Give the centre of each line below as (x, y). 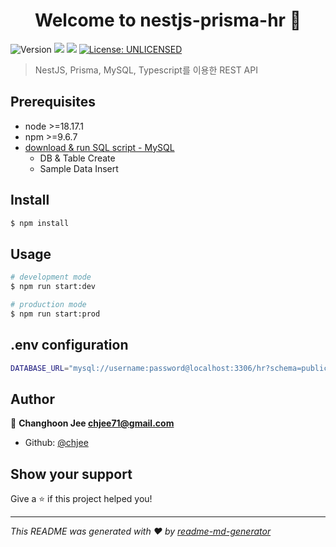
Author (32, 399)
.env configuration (69, 345)
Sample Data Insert (79, 168)
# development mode (51, 277)
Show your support (71, 474)
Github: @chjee (56, 443)
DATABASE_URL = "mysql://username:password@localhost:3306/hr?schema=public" (171, 368)
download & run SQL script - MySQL (99, 147)
